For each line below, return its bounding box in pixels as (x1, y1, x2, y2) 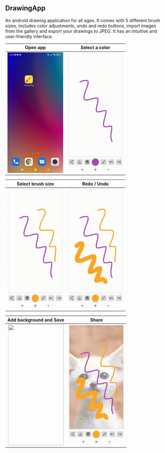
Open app (25, 45, 46, 51)
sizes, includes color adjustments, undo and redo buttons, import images (5, 23, 156, 29)
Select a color (80, 45, 111, 51)
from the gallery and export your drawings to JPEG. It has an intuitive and (5, 28, 157, 34)
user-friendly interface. (5, 33, 54, 39)
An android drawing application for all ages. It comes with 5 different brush (5, 17, 160, 23)
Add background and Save (7, 317, 64, 323)
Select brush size (17, 180, 54, 187)
